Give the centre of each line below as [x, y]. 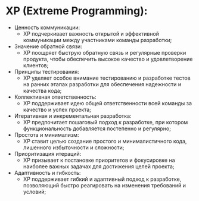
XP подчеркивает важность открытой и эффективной [91, 33]
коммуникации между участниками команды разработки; [97, 40]
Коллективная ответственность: [55, 97]
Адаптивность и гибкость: [47, 172]
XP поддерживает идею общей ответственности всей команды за [107, 103]
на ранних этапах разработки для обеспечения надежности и [102, 84]
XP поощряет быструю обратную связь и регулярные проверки [105, 52]
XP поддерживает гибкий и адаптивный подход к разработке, [102, 179]
